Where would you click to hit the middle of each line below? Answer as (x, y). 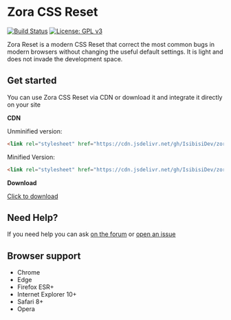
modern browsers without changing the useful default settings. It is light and (115, 52)
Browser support (44, 256)
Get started (32, 81)
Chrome (29, 273)
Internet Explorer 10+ (47, 295)
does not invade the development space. (65, 58)
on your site (24, 105)
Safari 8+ (30, 302)
